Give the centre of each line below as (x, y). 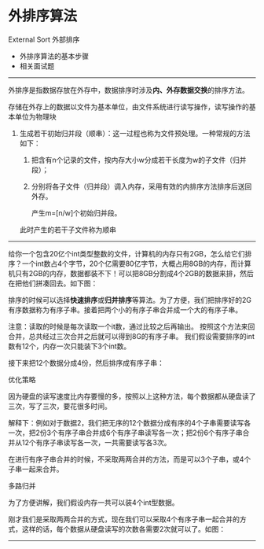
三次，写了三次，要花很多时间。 (60, 406)
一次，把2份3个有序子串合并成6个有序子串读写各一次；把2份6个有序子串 (126, 433)
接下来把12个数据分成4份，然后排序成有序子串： (86, 363)
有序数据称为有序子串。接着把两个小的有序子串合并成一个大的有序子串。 (125, 310)
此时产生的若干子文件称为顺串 (68, 230)
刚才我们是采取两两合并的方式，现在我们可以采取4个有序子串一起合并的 (124, 519)
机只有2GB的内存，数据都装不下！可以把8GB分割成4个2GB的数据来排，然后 (131, 273)
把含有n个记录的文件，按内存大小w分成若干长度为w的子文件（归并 (139, 160)
